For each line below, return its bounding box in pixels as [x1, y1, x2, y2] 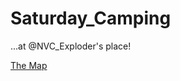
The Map [10, 59, 48, 71]
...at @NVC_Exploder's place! [10, 40, 132, 52]
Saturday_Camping [10, 7, 172, 30]
